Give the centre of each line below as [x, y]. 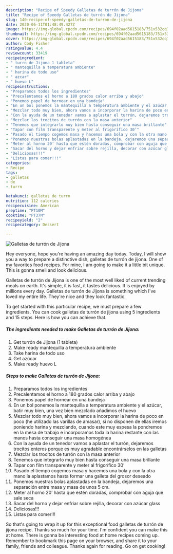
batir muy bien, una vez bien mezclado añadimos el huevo [75, 411]
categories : [18, 163]
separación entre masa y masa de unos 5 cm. [61, 487]
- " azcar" [17, 77]
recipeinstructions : [28, 86]
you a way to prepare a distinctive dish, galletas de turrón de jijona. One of [84, 260]
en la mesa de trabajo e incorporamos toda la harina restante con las [86, 433]
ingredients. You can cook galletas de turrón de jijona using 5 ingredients [83, 312]
